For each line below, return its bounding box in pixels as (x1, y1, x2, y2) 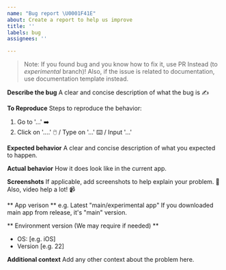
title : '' (7, 23, 36, 29)
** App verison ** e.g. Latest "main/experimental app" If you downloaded (7, 201, 214, 209)
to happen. (7, 151, 38, 159)
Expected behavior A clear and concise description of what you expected (7, 144, 216, 152)
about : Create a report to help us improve (7, 16, 133, 23)
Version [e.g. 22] (16, 242, 65, 250)
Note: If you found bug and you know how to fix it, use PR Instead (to (23, 60, 218, 68)
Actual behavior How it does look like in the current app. (7, 165, 167, 173)
